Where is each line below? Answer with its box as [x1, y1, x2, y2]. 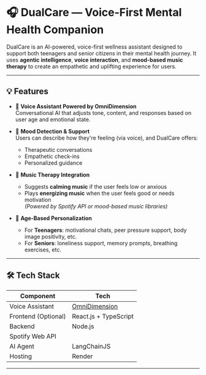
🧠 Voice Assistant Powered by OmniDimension [15, 103, 137, 110]
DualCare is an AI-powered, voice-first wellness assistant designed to [6, 43, 183, 50]
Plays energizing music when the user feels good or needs [24, 189, 175, 197]
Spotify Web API [9, 332, 56, 341]
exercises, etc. [24, 246, 61, 253]
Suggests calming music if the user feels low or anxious [24, 183, 167, 190]
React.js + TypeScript [72, 312, 134, 320]
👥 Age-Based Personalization [15, 214, 92, 222]
